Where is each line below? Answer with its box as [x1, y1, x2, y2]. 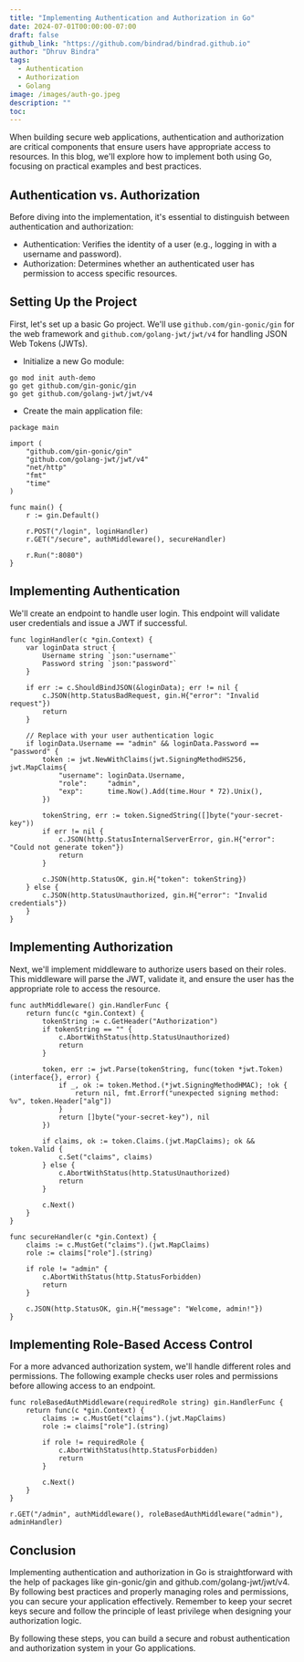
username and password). [22, 248, 121, 260]
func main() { [9, 503, 64, 512]
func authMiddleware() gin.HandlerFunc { [9, 1000, 170, 1009]
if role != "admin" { [26, 1264, 108, 1273]
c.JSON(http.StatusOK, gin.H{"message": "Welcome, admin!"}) [26, 1304, 263, 1313]
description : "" [9, 98, 71, 108]
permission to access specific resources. [22, 268, 178, 279]
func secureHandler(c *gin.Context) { [9, 1232, 157, 1241]
